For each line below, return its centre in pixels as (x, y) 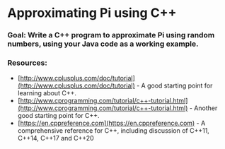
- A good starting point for (175, 85)
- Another (203, 108)
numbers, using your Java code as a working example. (103, 44)
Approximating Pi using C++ (92, 13)
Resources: (27, 63)
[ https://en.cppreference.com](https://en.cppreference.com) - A (111, 123)
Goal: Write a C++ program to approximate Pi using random (111, 35)
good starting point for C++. (59, 116)
